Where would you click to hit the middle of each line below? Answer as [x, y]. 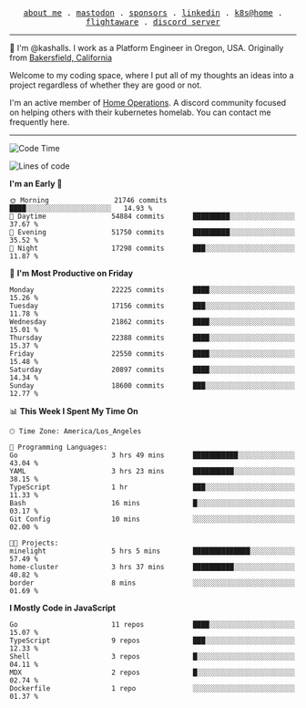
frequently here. [40, 122]
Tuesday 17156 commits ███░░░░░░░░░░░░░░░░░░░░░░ [153, 306]
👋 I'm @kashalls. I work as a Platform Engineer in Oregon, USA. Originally [147, 48]
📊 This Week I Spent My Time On [74, 411]
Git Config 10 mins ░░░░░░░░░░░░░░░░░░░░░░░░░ [153, 519]
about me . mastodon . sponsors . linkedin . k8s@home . [153, 13]
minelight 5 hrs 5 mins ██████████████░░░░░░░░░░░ [153, 551]
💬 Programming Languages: [58, 447]
